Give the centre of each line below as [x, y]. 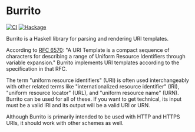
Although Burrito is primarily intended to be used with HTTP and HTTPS [93, 117]
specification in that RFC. [37, 68]
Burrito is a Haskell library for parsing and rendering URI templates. [87, 38]
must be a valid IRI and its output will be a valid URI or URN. [78, 105]
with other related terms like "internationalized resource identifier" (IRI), [93, 86]
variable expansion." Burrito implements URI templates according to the [93, 62]
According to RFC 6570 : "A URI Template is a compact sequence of [88, 50]
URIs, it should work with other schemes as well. [65, 123]
